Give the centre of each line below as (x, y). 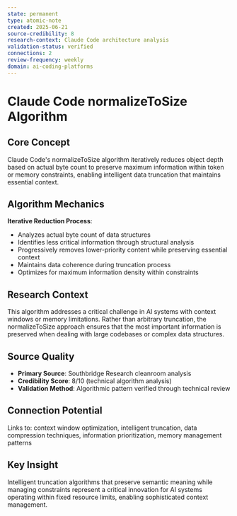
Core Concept (39, 142)
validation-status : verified (50, 47)
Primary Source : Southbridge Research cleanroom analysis (104, 374)
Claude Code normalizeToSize (97, 101)
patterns (19, 442)
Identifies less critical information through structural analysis (106, 242)
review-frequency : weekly (45, 60)
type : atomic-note (34, 20)
